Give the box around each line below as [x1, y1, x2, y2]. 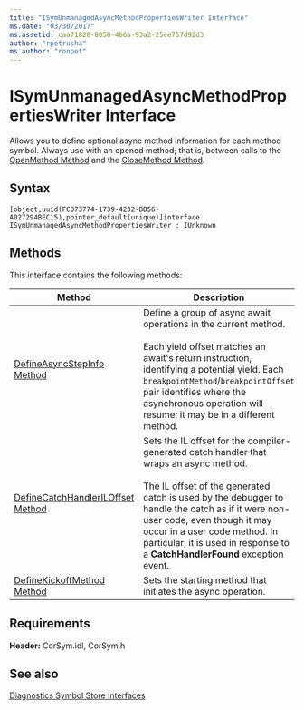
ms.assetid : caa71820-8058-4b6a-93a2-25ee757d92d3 [9, 30, 204, 39]
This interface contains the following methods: [9, 269, 183, 280]
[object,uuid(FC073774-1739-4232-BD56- [9, 205, 160, 214]
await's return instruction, [143, 351, 252, 364]
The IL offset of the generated [143, 480, 271, 492]
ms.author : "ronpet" [9, 47, 88, 56]
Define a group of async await [143, 306, 271, 318]
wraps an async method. [143, 457, 248, 470]
